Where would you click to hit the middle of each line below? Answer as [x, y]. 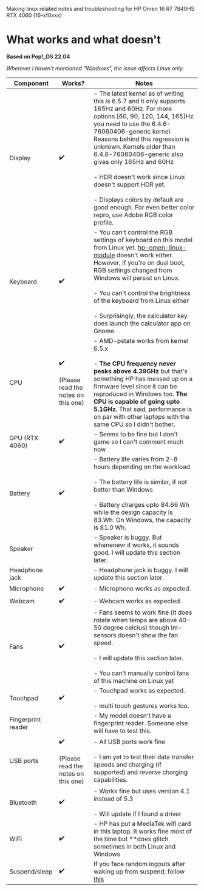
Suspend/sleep [31, 872]
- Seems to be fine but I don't [135, 434]
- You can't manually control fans [141, 673]
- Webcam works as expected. [138, 601]
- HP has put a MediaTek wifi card [142, 824]
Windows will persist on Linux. [137, 277]
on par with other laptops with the [141, 416]
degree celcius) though [136, 628]
